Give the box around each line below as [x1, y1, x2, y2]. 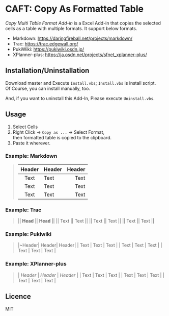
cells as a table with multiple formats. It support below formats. [5, 25, 137, 31]
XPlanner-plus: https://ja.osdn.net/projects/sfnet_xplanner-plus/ [12, 52, 147, 58]
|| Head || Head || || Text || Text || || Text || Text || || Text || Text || [17, 218, 154, 224]
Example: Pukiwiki [5, 231, 52, 238]
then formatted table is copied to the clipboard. [12, 134, 112, 140]
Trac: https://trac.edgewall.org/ [12, 40, 78, 46]
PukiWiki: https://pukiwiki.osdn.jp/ [12, 46, 84, 52]
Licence [5, 292, 32, 301]
